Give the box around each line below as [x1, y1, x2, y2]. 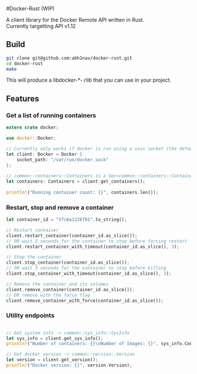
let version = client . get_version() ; [6, 357, 98, 363]
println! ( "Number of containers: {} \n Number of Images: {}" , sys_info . [6, 341, 185, 347]
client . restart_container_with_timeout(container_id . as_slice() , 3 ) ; [6, 244, 180, 250]
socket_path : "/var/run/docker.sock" [16, 157, 109, 163]
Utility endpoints [6, 311, 55, 319]
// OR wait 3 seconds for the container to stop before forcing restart [6, 238, 188, 244]
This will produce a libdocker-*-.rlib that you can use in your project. [6, 76, 172, 84]
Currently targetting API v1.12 [6, 23, 76, 29]
